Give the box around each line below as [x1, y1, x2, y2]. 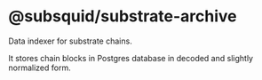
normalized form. [8, 62, 72, 73]
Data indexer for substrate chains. [8, 36, 132, 46]
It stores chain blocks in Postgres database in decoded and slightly [8, 52, 254, 63]
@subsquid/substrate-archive [8, 6, 237, 27]
